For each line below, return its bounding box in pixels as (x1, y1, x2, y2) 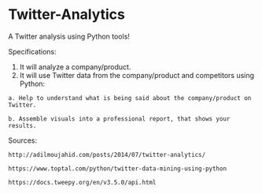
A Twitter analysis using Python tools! (8, 32, 130, 41)
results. (8, 121, 37, 129)
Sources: (8, 136, 38, 145)
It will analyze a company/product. (19, 62, 131, 72)
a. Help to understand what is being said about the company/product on (8, 94, 252, 102)
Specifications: (8, 47, 57, 56)
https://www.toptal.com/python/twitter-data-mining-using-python (8, 164, 227, 173)
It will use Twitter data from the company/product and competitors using (19, 70, 254, 80)
